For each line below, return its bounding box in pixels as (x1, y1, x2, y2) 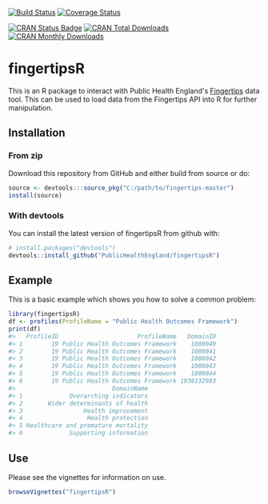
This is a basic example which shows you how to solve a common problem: (8, 294, 256, 304)
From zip (8, 150, 43, 162)
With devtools (8, 210, 64, 222)
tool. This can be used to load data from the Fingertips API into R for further (8, 94, 258, 104)
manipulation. (8, 102, 54, 112)
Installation (8, 126, 66, 140)
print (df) (8, 325, 42, 333)
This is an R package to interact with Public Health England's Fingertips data (8, 86, 260, 95)
